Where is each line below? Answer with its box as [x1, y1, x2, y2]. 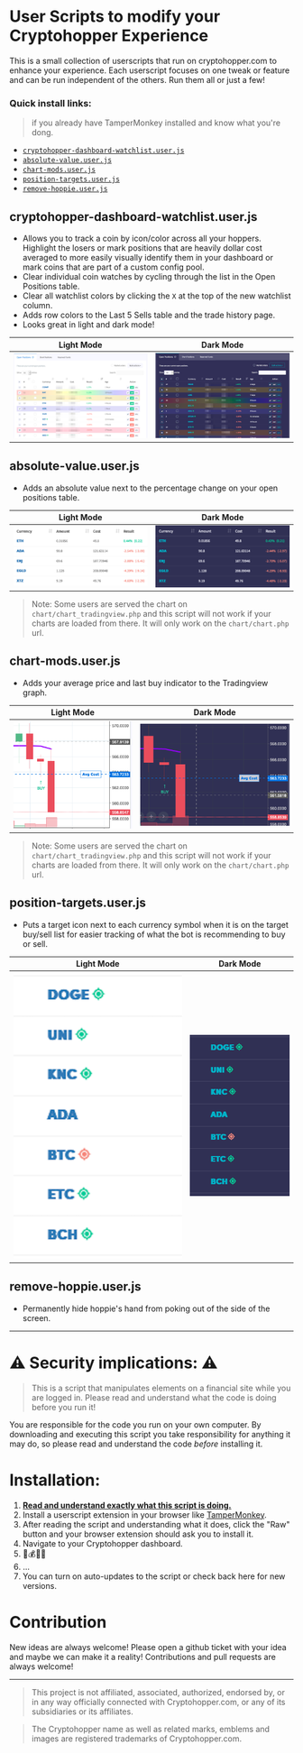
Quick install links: [9, 96, 92, 109]
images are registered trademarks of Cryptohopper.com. [31, 1733, 242, 1744]
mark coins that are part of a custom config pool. [22, 262, 205, 272]
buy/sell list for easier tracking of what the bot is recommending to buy [22, 929, 286, 940]
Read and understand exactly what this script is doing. [22, 1500, 232, 1510]
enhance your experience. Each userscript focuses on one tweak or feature [9, 65, 290, 76]
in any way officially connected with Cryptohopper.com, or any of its [31, 1696, 286, 1707]
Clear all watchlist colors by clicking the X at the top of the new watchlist [22, 290, 291, 301]
